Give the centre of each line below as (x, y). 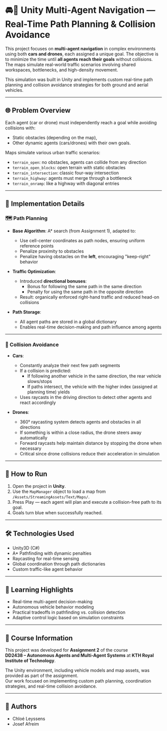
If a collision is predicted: (45, 370)
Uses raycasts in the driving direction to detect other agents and (85, 397)
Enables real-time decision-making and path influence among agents (90, 327)
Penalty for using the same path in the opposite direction (85, 292)
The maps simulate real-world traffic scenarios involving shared (70, 64)
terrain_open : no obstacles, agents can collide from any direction (79, 162)
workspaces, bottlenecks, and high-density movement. (62, 70)
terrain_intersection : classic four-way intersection (66, 173)
